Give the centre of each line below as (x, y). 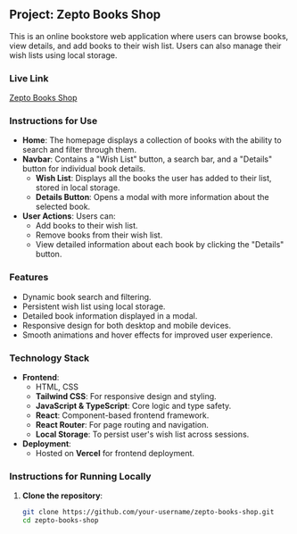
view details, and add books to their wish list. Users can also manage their (145, 46)
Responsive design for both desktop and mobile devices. (127, 325)
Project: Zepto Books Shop (85, 15)
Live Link (29, 78)
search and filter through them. (79, 150)
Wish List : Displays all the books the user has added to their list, (153, 179)
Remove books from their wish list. (99, 235)
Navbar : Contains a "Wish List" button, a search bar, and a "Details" (147, 159)
